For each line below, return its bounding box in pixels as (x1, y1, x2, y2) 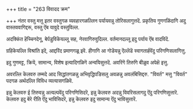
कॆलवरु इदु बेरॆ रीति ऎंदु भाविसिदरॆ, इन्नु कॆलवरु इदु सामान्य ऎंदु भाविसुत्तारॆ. (6, 96, 138, 103)
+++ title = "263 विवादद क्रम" (6, 6, 71, 12)
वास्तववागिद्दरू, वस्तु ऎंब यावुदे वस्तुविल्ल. (6, 24, 80, 30)
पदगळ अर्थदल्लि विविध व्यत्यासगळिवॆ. (6, 77, 74, 84)
